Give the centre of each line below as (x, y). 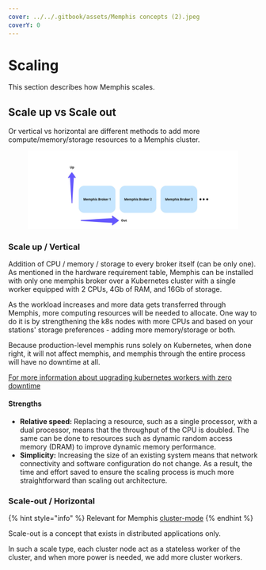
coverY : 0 (25, 25)
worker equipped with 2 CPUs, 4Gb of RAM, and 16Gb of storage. (115, 289)
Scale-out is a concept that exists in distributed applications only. (115, 534)
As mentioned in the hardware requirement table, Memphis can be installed (131, 272)
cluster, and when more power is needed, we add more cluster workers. (125, 557)
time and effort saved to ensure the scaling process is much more (127, 472)
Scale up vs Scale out (62, 112)
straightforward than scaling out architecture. (93, 480)
